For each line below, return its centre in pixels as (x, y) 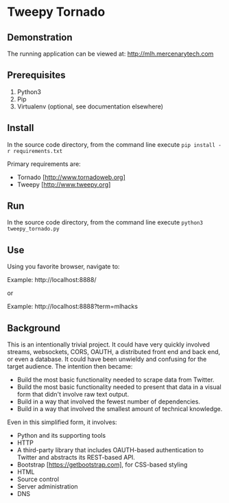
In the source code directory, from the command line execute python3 (105, 222)
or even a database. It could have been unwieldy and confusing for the (107, 359)
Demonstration (40, 37)
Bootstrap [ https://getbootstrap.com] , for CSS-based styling (102, 465)
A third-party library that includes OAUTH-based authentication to (110, 450)
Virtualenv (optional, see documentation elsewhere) (90, 106)
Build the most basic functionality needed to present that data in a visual (119, 387)
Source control (38, 479)
